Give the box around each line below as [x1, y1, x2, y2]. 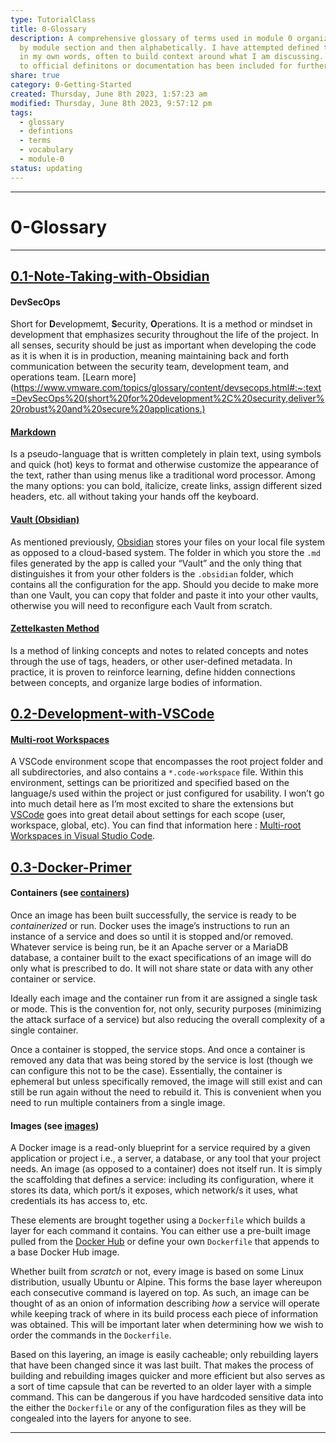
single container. [10, 1024, 79, 1036]
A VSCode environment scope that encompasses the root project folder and [10, 756, 324, 768]
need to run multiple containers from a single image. [10, 1096, 226, 1108]
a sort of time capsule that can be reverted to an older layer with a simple [10, 1381, 312, 1393]
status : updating [10, 163, 83, 173]
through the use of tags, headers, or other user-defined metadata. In [10, 655, 293, 667]
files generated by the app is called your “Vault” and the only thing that [10, 557, 302, 569]
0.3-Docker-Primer [10, 859, 132, 876]
